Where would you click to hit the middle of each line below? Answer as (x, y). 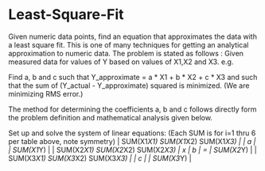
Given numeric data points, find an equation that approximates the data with (132, 36)
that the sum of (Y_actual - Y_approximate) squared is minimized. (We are (129, 85)
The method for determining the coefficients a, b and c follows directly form (132, 109)
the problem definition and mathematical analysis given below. (111, 117)
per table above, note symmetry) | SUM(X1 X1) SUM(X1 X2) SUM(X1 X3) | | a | (132, 141)
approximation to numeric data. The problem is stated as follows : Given (126, 53)
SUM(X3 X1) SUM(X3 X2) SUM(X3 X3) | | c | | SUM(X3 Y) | (100, 158)
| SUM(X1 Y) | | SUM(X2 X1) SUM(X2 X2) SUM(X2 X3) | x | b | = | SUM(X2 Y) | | (132, 150)
